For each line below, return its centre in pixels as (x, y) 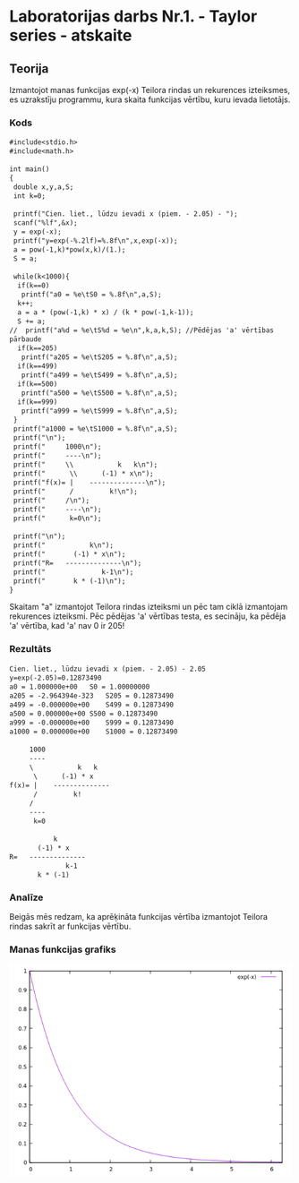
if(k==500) (38, 384)
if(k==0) (34, 286)
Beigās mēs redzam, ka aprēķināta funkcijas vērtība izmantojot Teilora (139, 916)
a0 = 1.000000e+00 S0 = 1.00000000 (80, 687)
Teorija (29, 69)
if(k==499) (38, 366)
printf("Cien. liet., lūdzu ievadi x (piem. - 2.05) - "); (126, 214)
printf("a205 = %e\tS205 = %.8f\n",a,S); (99, 357)
